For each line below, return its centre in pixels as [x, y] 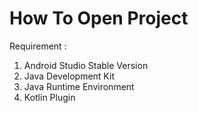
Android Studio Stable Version [86, 65]
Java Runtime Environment [79, 86]
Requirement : [38, 46]
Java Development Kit [69, 76]
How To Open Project [99, 18]
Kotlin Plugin [49, 97]
